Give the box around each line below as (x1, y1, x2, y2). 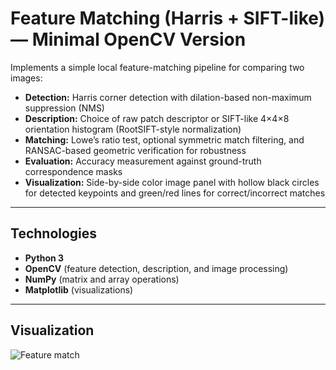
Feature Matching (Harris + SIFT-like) (10, 7, 326, 30)
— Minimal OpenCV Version (10, 28, 247, 51)
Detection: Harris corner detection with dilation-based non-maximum (24, 91, 312, 103)
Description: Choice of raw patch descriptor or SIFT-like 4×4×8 (24, 112, 290, 124)
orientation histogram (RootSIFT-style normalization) (24, 123, 242, 135)
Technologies (10, 225, 98, 242)
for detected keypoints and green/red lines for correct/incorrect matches (24, 187, 326, 199)
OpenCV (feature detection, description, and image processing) (24, 262, 289, 274)
